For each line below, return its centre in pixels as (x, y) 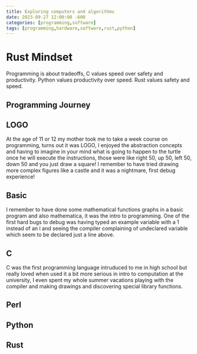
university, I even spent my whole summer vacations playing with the (90, 280)
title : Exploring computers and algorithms (60, 12)
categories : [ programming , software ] (51, 22)
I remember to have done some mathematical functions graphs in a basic (95, 210)
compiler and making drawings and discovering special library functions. (94, 287)
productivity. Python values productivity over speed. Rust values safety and (98, 80)
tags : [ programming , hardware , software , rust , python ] (71, 28)
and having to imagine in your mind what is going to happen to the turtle (93, 152)
